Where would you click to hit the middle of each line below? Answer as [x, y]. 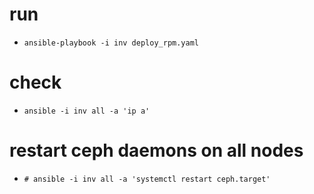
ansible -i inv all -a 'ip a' [87, 111]
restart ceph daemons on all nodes [156, 150]
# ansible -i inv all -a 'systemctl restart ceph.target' [147, 179]
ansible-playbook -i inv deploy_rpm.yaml [111, 43]
